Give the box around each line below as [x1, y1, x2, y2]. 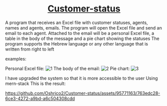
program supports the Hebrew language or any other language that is [5, 40, 148, 46]
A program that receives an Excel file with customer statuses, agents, [5, 19, 148, 25]
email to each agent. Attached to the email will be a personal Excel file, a [5, 30, 154, 36]
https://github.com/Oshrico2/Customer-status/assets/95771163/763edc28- [5, 90, 160, 96]
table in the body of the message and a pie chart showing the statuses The [5, 35, 159, 41]
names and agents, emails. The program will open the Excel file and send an [5, 24, 162, 30]
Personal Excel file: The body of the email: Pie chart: [5, 65, 130, 71]
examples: [5, 55, 26, 61]
